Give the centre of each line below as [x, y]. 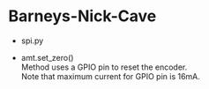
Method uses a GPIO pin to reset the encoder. [104, 67]
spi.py [32, 41]
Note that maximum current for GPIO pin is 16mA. [110, 76]
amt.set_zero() [47, 57]
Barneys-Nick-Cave [82, 16]
